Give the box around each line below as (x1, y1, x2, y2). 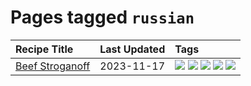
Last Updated (99, 42, 166, 56)
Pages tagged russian (10, 6, 195, 29)
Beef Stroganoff (15, 59, 91, 73)
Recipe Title (15, 42, 74, 56)
